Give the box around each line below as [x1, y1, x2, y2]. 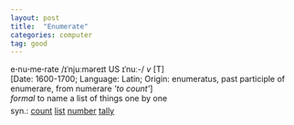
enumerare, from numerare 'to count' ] [10, 83, 153, 94]
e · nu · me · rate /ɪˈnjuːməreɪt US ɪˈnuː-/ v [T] [10, 64, 165, 75]
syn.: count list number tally [10, 106, 115, 117]
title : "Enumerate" [10, 22, 89, 31]
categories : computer [10, 30, 93, 39]
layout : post [10, 13, 60, 23]
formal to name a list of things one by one [10, 93, 168, 104]
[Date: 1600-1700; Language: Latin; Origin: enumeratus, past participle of [10, 74, 286, 85]
